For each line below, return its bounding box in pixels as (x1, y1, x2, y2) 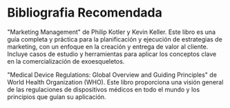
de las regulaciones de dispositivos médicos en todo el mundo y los (7, 85, 200, 93)
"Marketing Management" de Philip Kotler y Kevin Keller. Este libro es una (7, 28, 216, 36)
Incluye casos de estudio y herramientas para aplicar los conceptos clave (7, 50, 217, 58)
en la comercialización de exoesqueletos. (7, 57, 125, 65)
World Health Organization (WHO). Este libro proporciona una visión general (7, 78, 224, 86)
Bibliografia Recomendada (7, 5, 162, 21)
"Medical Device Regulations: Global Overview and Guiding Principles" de (7, 71, 218, 79)
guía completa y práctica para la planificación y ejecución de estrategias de (7, 35, 222, 43)
